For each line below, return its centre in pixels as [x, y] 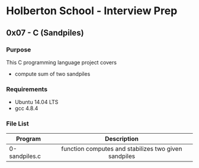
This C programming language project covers [62, 62]
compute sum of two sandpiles [52, 74]
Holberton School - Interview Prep [92, 11]
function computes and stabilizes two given [122, 149]
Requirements [27, 89]
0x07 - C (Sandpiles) [45, 33]
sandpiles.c [25, 156]
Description [122, 139]
